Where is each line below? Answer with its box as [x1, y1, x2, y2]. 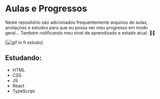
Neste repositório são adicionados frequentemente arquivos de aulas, [5, 19, 148, 25]
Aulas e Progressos [5, 3, 87, 14]
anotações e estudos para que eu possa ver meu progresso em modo [5, 24, 148, 30]
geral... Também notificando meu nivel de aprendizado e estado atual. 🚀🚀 [5, 30, 156, 36]
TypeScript [12, 88, 35, 94]
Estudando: [5, 54, 42, 62]
